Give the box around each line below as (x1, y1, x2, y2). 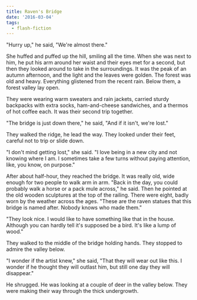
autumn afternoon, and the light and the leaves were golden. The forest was (6, 71, 191, 79)
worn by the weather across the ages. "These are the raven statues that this (6, 198, 192, 205)
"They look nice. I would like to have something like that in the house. (6, 216, 175, 223)
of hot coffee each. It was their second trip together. (6, 108, 134, 115)
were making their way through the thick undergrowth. (6, 288, 139, 295)
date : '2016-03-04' (6, 14, 54, 20)
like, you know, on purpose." (6, 161, 75, 168)
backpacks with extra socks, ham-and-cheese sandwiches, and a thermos (6, 102, 188, 109)
